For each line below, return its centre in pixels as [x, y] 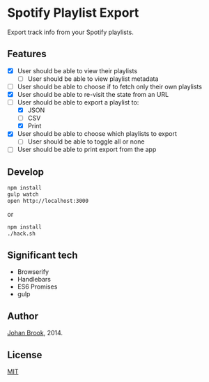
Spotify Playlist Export [73, 13]
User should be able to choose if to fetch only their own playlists [109, 86]
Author [23, 316]
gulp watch [23, 194]
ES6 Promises [37, 286]
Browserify [33, 272]
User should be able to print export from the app [87, 150]
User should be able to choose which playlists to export [97, 134]
